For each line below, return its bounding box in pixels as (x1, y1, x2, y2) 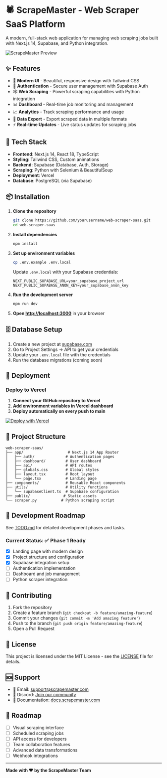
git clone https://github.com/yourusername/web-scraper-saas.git (12, 218, 151, 223)
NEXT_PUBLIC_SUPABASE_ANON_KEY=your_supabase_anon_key (12, 283, 129, 288)
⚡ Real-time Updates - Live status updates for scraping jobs (12, 121, 137, 128)
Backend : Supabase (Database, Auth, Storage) (12, 161, 109, 167)
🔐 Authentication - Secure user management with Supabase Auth (12, 83, 148, 89)
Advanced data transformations (12, 747, 78, 753)
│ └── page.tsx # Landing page (5, 476, 97, 481)
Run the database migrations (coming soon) (12, 357, 103, 363)
